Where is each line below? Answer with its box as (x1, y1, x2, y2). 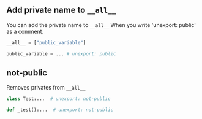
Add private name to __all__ (6, 5, 116, 15)
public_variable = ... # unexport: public (6, 50, 116, 57)
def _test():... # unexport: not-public (6, 107, 114, 113)
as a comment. (6, 28, 44, 35)
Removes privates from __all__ (6, 84, 86, 91)
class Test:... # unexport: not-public (6, 96, 111, 102)
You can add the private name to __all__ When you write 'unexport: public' (6, 21, 196, 28)
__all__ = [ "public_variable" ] (6, 39, 86, 45)
